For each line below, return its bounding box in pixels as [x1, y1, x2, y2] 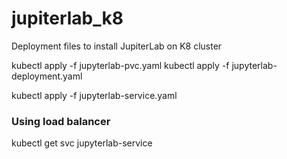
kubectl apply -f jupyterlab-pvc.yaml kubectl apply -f [11, 59, 230, 71]
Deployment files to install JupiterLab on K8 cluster [11, 40, 223, 52]
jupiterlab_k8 [11, 7, 124, 30]
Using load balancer [11, 114, 111, 128]
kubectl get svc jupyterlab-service [11, 137, 153, 149]
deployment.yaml [11, 70, 83, 82]
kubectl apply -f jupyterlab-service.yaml [11, 89, 178, 101]
